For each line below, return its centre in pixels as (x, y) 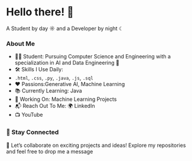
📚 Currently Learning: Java (48, 91)
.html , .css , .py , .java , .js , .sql (54, 78)
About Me (21, 44)
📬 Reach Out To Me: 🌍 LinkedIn (55, 106)
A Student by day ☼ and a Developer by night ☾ (65, 28)
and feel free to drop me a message (50, 151)
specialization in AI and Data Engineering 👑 (67, 63)
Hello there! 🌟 (40, 12)
